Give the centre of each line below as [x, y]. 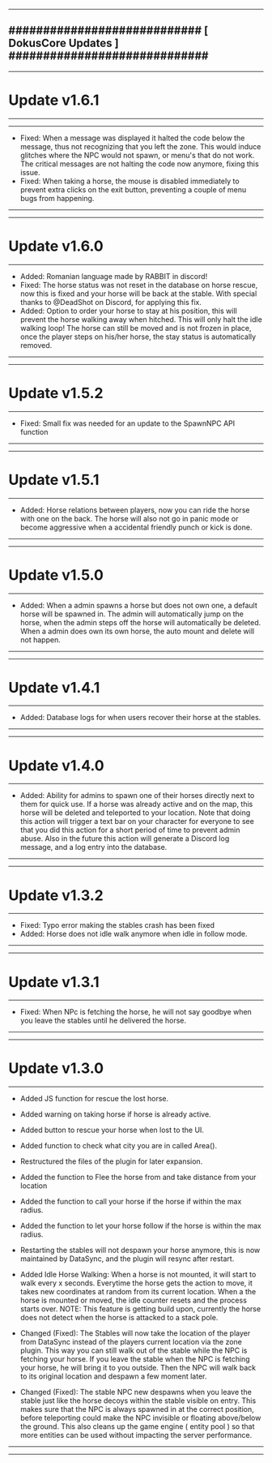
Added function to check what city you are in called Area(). [118, 1146]
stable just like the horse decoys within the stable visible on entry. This [138, 1401]
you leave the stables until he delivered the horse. [103, 1021]
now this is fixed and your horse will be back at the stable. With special [138, 294]
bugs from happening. [57, 198]
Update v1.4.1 [54, 687]
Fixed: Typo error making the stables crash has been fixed [117, 925]
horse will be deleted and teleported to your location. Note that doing [135, 813]
